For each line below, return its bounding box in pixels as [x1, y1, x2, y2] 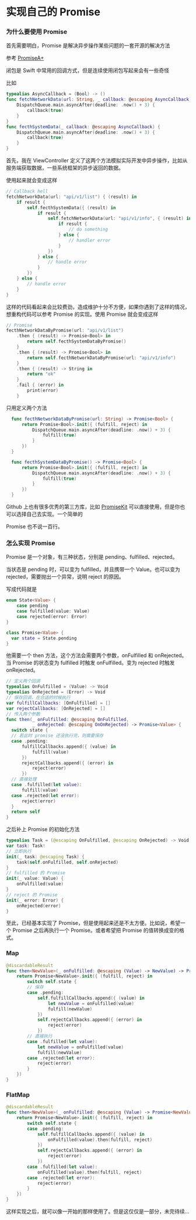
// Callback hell [6, 189, 48, 194]
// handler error [68, 237, 111, 243]
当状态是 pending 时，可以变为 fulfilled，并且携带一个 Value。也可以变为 [6, 566, 181, 573]
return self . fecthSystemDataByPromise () [27, 339, 127, 344]
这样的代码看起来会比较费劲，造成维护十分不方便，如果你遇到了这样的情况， [6, 303, 190, 310]
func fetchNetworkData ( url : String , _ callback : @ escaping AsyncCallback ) [6, 97, 192, 102]
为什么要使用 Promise [6, 28, 68, 36]
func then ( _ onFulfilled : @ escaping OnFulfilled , [6, 716, 129, 722]
